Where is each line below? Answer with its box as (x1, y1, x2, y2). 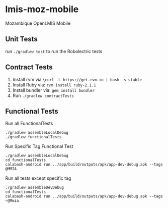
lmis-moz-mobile (5, 4, 79, 15)
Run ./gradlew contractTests (12, 92, 74, 98)
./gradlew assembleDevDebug (5, 185, 64, 190)
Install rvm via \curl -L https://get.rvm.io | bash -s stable (12, 76, 142, 82)
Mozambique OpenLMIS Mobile (5, 20, 71, 26)
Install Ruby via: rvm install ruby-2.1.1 (12, 82, 97, 88)
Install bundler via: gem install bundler (12, 87, 95, 93)
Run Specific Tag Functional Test (5, 143, 73, 149)
